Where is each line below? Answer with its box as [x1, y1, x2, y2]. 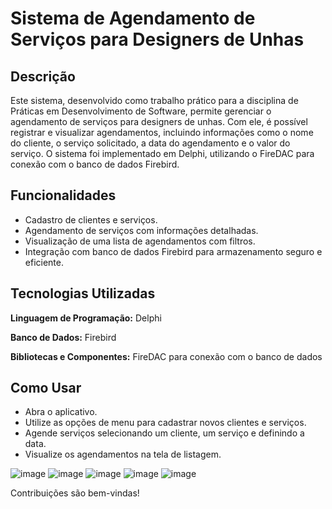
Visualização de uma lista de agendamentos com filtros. [24, 235, 256, 247]
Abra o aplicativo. [24, 406, 98, 418]
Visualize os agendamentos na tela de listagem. [24, 448, 222, 461]
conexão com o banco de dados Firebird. [10, 158, 180, 170]
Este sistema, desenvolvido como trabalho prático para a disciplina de [10, 95, 299, 106]
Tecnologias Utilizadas [10, 285, 156, 302]
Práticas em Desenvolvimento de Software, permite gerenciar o [10, 105, 272, 117]
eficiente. [24, 256, 64, 268]
